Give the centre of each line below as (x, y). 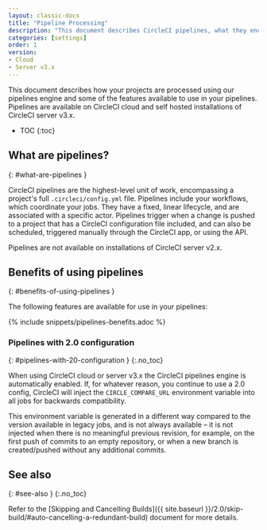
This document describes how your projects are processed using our (121, 90)
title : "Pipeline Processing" (58, 23)
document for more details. (194, 517)
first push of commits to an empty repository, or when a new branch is (123, 441)
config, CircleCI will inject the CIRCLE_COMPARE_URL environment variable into (132, 392)
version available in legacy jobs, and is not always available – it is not (121, 424)
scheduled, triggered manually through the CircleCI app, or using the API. (128, 232)
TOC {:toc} (37, 130)
